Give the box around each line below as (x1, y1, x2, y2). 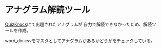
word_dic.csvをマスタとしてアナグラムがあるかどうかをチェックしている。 (5, 37, 155, 44)
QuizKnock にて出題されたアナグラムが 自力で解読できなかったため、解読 (5, 21, 152, 27)
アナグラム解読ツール (5, 4, 90, 16)
